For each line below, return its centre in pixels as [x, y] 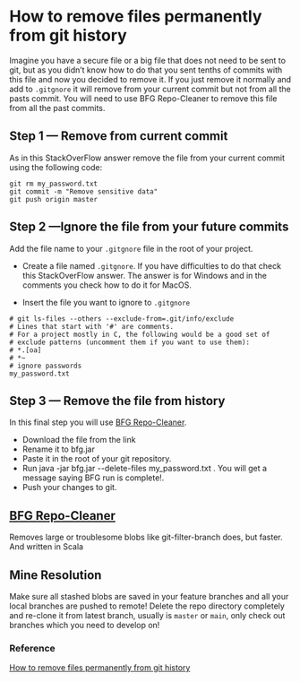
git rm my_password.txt [54, 184]
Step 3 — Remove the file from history [117, 401]
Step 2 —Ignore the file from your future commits [149, 227]
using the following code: [56, 167]
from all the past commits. [57, 108]
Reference [32, 648]
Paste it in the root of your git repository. [97, 459]
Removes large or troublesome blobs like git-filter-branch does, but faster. [146, 537]
